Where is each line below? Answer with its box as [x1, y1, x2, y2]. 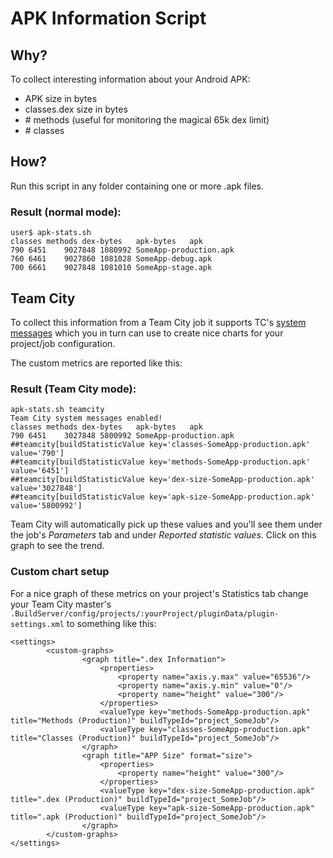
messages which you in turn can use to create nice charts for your [10, 327, 284, 339]
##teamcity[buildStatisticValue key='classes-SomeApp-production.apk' [10, 440, 311, 450]
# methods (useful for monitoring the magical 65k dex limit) [24, 114, 270, 126]
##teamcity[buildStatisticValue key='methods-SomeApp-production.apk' [10, 457, 311, 467]
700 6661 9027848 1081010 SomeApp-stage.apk [10, 263, 213, 273]
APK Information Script [10, 7, 207, 30]
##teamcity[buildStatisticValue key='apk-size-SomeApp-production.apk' [10, 492, 315, 502]
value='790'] [10, 448, 65, 459]
